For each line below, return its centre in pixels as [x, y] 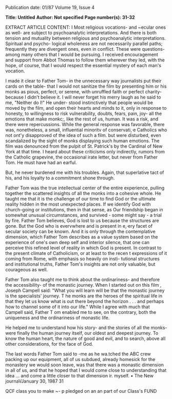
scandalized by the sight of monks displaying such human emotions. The [82, 141]
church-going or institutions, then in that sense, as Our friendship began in [84, 210]
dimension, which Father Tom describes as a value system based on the [82, 237]
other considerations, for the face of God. [49, 344]
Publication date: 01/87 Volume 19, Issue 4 [50, 7]
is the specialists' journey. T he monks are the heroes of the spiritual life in [84, 296]
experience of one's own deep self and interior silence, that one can [78, 242]
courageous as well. [26, 270]
